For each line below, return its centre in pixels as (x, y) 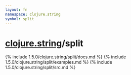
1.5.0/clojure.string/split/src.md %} (40, 68)
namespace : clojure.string (33, 14)
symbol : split (20, 19)
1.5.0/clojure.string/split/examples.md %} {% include (59, 62)
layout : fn (16, 10)
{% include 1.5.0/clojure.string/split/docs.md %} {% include (65, 57)
